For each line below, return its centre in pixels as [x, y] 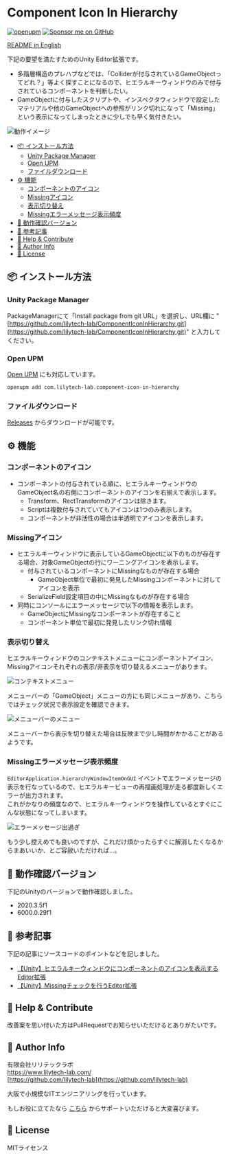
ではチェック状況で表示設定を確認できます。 [70, 705]
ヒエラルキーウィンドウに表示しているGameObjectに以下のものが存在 [116, 554]
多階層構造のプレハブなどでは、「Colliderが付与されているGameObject [116, 73]
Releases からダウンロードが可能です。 [63, 422]
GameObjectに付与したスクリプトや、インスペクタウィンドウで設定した [118, 99]
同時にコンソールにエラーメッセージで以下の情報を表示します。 [107, 605]
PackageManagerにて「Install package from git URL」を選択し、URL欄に [111, 316]
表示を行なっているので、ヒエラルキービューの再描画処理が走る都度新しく [112, 786]
